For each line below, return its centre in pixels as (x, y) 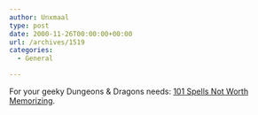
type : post (29, 26)
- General (35, 58)
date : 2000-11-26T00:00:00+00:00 (71, 34)
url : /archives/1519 (47, 42)
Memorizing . (32, 101)
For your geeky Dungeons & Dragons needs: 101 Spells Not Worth (129, 91)
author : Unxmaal (39, 17)
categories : (31, 50)
